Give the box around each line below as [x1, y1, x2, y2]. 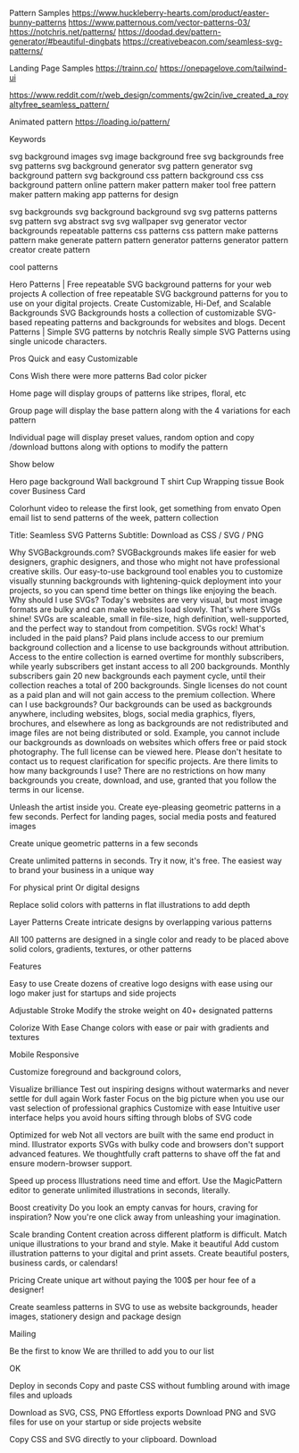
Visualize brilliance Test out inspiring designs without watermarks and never [9, 1084, 290, 1094]
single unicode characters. [9, 336, 107, 347]
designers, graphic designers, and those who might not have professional [9, 557, 280, 567]
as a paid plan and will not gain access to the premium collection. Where [9, 690, 276, 700]
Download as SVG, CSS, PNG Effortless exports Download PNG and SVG [9, 1407, 277, 1417]
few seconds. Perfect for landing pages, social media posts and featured [9, 811, 277, 821]
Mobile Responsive [9, 1049, 79, 1060]
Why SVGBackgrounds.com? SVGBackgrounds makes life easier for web [9, 547, 277, 558]
